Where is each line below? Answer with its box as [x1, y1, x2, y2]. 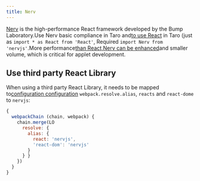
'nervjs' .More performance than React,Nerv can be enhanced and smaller [6, 44, 188, 52]
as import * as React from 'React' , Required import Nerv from [6, 38, 163, 45]
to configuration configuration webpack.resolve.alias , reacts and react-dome [6, 90, 194, 98]
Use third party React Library [6, 68, 116, 79]
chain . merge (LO [17, 119, 55, 126]
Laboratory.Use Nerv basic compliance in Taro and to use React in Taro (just [6, 31, 193, 39]
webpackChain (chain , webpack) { [11, 114, 95, 120]
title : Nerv [6, 8, 36, 15]
